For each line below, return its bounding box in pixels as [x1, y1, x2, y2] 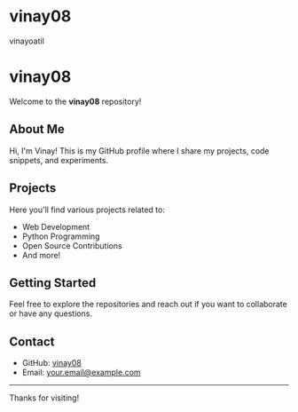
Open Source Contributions [21, 240, 122, 250]
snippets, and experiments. [9, 154, 109, 165]
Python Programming [21, 231, 100, 242]
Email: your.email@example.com [21, 367, 141, 378]
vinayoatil [9, 36, 44, 46]
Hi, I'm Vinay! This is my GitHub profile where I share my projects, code [9, 145, 270, 156]
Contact [9, 334, 55, 349]
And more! [21, 250, 61, 260]
